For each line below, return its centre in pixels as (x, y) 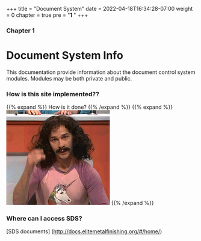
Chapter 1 (20, 31)
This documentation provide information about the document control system (101, 72)
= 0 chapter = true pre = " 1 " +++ (47, 15)
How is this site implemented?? (53, 94)
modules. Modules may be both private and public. (69, 78)
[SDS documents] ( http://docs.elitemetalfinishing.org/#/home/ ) (84, 231)
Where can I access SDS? (44, 219)
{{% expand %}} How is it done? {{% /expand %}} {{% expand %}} (90, 107)
